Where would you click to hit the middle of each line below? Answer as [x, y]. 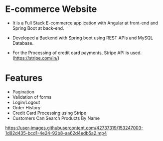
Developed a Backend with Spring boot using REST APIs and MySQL [83, 38]
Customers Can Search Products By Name [56, 118]
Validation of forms [32, 97]
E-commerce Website [51, 9]
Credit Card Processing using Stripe [49, 113]
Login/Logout [26, 102]
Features [24, 78]
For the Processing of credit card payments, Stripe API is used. [77, 53]
